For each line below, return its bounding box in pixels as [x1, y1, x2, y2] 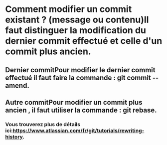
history [5, 133, 23, 140]
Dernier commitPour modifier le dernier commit [5, 66, 156, 74]
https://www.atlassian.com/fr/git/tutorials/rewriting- [12, 127, 145, 134]
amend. [5, 81, 30, 90]
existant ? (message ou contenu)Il [5, 14, 149, 25]
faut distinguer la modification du [5, 25, 146, 36]
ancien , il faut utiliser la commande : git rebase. [5, 106, 157, 114]
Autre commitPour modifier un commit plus [5, 98, 143, 107]
